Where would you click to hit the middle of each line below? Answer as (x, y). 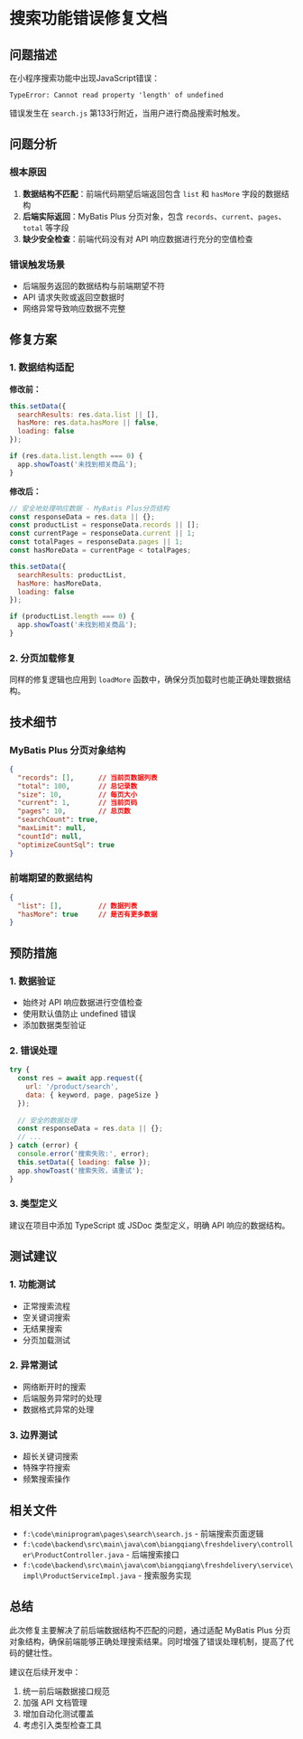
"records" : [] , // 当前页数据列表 (87, 778)
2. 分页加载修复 (43, 658)
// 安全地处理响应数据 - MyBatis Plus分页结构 (89, 508)
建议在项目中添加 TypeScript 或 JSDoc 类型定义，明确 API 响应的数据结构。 (150, 1225)
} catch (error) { (44, 1145)
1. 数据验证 (32, 981)
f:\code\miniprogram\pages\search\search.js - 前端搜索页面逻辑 (143, 1533)
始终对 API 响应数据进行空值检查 (83, 1003)
